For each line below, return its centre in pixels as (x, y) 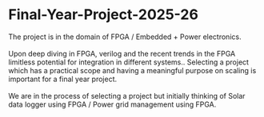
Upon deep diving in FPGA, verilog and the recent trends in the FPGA (122, 53)
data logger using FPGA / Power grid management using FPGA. (112, 104)
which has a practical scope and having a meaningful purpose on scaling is (132, 70)
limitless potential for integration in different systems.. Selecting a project (129, 62)
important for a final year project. (63, 79)
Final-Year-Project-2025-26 (103, 15)
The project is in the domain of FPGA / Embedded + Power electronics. (125, 37)
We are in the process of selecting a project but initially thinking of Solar (127, 96)
